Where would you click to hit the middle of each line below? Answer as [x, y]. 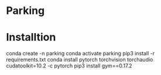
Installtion [31, 37]
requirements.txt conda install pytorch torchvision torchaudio [80, 60]
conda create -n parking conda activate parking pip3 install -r [80, 53]
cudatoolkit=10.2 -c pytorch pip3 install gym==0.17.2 [69, 66]
